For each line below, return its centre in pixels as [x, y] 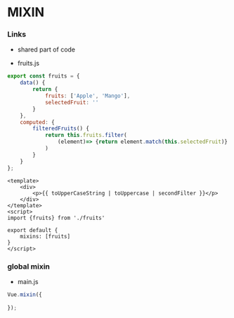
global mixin [29, 267]
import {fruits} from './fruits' [56, 218]
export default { [33, 230]
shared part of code [46, 49]
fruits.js [28, 63]
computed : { [37, 122]
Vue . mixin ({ [25, 294]
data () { [33, 83]
